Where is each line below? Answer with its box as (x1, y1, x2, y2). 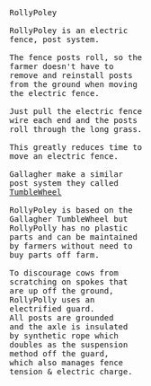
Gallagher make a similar (9, 170, 124, 179)
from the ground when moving (9, 80, 138, 89)
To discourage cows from (9, 268, 119, 277)
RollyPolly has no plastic (9, 224, 129, 232)
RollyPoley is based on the (9, 206, 133, 215)
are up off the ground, (9, 286, 114, 295)
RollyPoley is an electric (9, 26, 129, 35)
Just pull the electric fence (9, 107, 143, 116)
